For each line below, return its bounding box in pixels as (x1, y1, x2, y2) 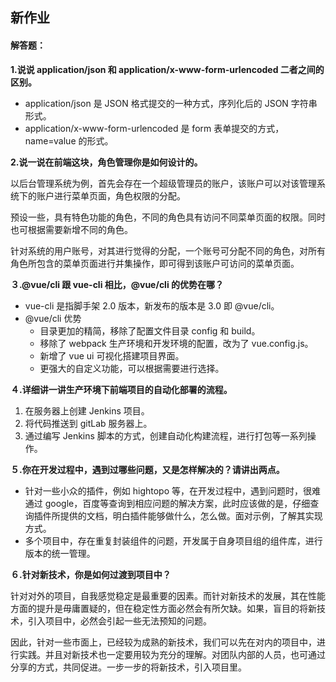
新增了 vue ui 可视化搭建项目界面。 (39, 349, 185, 362)
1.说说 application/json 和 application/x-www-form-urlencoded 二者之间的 (10, 63, 325, 75)
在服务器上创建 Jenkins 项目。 (24, 404, 150, 417)
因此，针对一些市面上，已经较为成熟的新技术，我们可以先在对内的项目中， (10, 636, 317, 648)
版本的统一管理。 (24, 547, 96, 559)
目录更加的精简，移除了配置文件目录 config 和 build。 (39, 324, 261, 337)
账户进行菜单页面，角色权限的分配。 (36, 189, 186, 202)
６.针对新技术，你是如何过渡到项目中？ (10, 568, 172, 580)
